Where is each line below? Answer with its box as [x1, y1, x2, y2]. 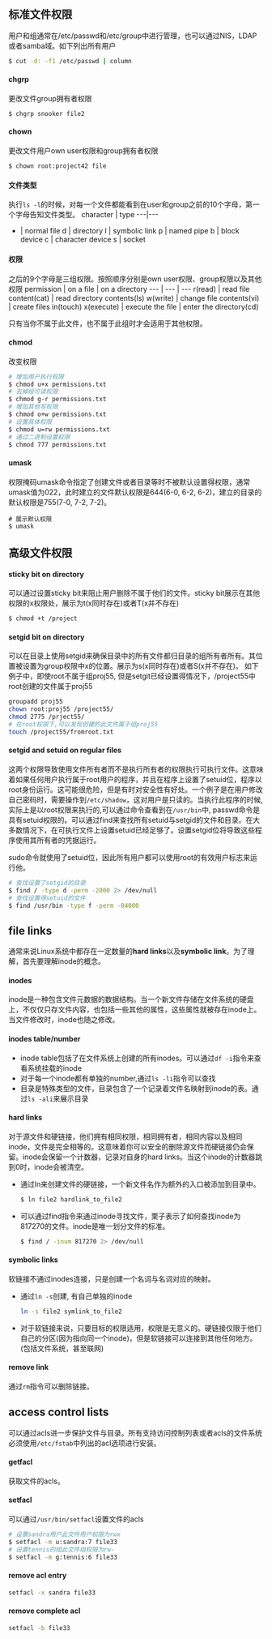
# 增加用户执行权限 [8, 372, 65, 381]
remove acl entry [8, 1571, 67, 1581]
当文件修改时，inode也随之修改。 [8, 1015, 120, 1025]
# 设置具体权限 [8, 417, 53, 426]
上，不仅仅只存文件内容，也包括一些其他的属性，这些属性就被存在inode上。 [8, 1004, 261, 1015]
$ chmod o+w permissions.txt [8, 410, 107, 419]
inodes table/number [8, 1034, 81, 1044]
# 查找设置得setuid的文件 [8, 894, 87, 902]
